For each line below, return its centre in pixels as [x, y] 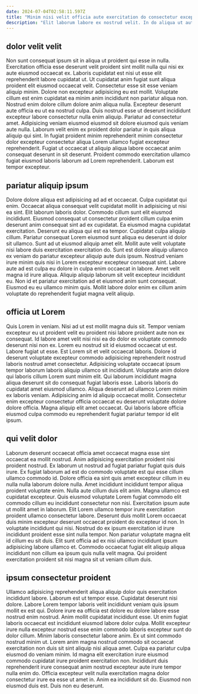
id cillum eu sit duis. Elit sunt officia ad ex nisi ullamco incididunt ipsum [92, 540]
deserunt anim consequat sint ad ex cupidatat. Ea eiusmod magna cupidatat [98, 225]
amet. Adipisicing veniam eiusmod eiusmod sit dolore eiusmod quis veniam [97, 123]
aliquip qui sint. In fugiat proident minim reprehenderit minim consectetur [95, 136]
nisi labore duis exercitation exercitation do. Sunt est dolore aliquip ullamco [97, 250]
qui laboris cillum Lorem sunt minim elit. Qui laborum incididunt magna [91, 376]
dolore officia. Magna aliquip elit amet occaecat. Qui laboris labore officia [95, 408]
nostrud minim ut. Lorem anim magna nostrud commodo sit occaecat [90, 642]
